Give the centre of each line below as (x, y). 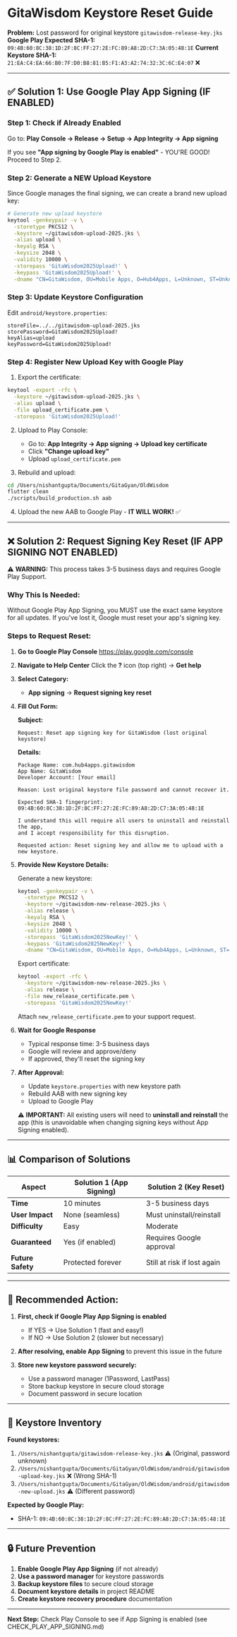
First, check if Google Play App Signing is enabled (92, 1317)
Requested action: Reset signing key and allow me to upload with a (120, 845)
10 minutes (82, 1204)
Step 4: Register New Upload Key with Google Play (96, 361)
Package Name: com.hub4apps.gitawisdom (76, 765)
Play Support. (27, 576)
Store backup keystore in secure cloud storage (96, 1386)
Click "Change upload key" (68, 451)
